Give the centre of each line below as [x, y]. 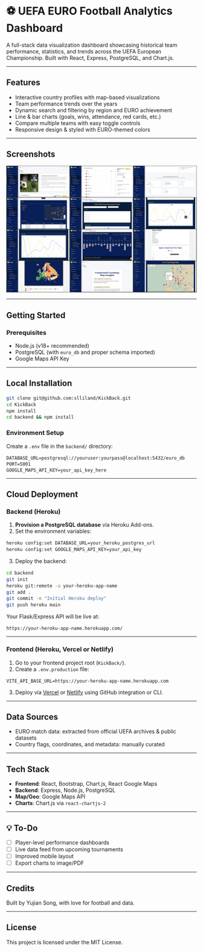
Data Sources [32, 717]
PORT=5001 [19, 464]
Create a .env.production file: [52, 669]
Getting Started [36, 315]
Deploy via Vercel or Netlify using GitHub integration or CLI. [89, 692]
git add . [19, 592]
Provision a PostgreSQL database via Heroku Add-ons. [84, 525]
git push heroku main [34, 605]
